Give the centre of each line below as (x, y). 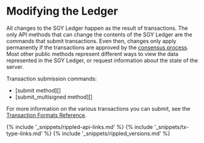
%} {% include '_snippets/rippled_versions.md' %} (107, 133)
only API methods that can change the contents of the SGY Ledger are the (100, 34)
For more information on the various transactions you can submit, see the (98, 108)
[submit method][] (38, 90)
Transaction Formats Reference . (47, 115)
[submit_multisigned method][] (54, 97)
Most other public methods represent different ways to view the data (92, 54)
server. (15, 67)
